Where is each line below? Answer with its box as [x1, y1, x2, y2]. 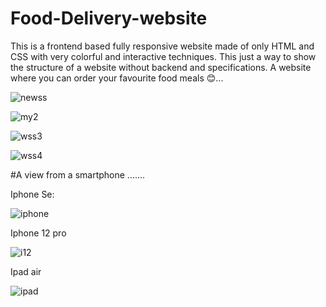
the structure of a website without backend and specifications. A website [10, 61, 312, 73]
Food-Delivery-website [10, 7, 208, 30]
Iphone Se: [10, 188, 55, 200]
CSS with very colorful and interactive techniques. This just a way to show [10, 50, 317, 62]
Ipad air [10, 265, 42, 277]
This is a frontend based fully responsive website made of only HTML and [10, 40, 315, 52]
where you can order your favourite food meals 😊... [10, 72, 224, 84]
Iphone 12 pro [10, 227, 67, 239]
